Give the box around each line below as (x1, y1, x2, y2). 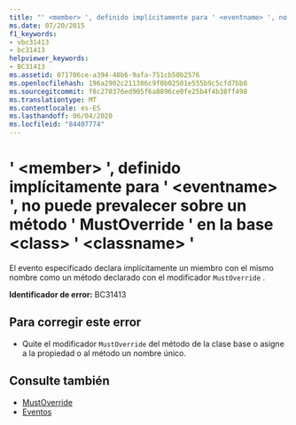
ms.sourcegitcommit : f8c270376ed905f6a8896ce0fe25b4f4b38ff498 (9, 87, 248, 96)
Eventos (21, 406, 52, 417)
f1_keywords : (9, 29, 58, 38)
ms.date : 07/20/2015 (9, 21, 86, 30)
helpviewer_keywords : (9, 54, 90, 63)
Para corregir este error (9, 315, 142, 330)
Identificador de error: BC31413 (9, 289, 127, 299)
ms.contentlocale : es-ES (9, 104, 101, 112)
